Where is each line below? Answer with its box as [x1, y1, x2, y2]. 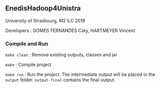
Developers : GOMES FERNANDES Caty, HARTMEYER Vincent [5, 27, 136, 34]
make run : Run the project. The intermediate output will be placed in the [5, 71, 155, 78]
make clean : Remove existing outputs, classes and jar [5, 52, 118, 58]
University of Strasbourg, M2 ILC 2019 [5, 17, 85, 23]
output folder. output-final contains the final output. [5, 77, 116, 83]
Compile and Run [5, 40, 48, 47]
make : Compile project [5, 62, 52, 68]
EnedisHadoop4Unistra [5, 4, 81, 13]
